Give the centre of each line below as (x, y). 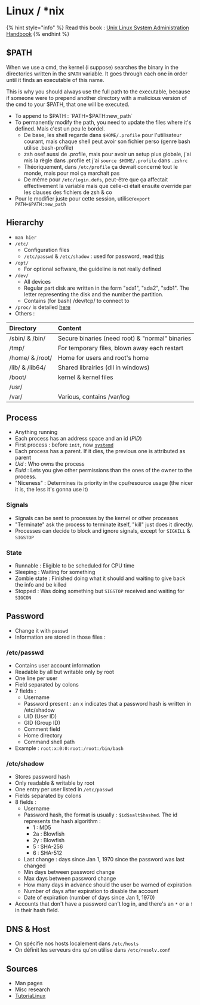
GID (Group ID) (42, 723)
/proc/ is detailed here (42, 307)
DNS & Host (28, 929)
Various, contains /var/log (94, 396)
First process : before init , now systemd (64, 445)
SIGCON (23, 598)
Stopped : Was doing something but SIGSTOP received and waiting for (100, 591)
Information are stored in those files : (60, 637)
